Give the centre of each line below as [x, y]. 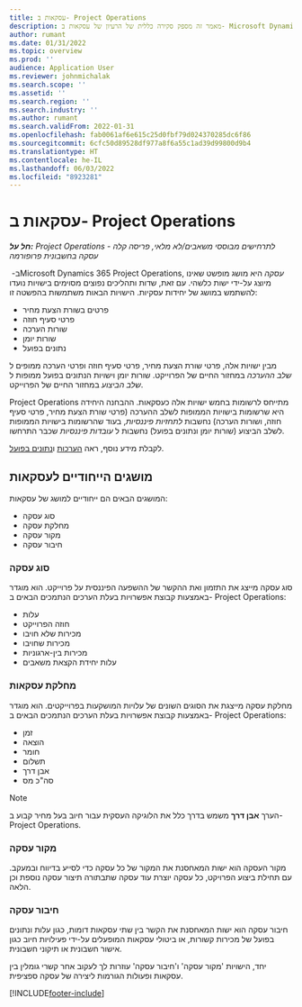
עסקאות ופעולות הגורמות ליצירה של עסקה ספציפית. [96, 976]
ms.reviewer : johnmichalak [60, 77]
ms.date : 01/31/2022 [48, 43]
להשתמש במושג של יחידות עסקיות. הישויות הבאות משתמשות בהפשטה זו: [133, 293]
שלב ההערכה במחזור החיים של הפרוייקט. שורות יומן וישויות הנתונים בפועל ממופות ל [151, 376]
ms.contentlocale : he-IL [56, 160]
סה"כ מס [38, 780]
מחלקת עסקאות [43, 685]
